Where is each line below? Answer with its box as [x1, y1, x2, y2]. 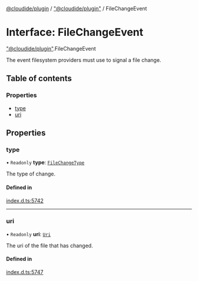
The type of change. [6, 170, 56, 177]
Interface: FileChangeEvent [6, 26, 144, 39]
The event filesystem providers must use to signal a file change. [6, 56, 161, 64]
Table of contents [6, 74, 72, 84]
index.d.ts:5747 [6, 269, 44, 276]
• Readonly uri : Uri [6, 230, 51, 237]
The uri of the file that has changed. [6, 242, 93, 249]
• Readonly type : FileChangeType [6, 159, 85, 166]
